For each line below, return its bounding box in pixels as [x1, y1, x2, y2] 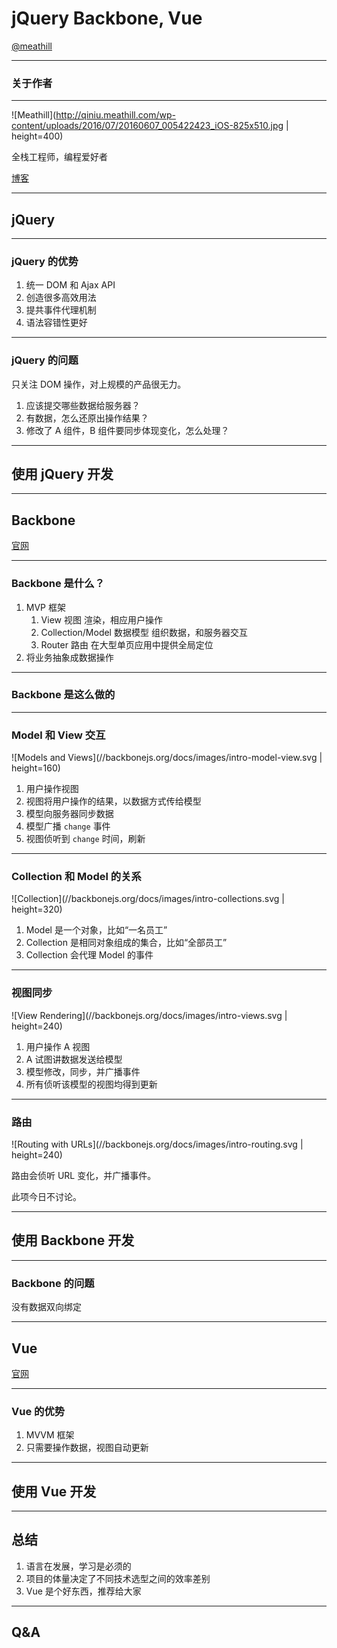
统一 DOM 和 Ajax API [25, 279, 116, 291]
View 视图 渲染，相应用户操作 [40, 613, 163, 626]
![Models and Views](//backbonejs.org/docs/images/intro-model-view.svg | [11, 752, 323, 764]
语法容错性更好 [25, 317, 88, 329]
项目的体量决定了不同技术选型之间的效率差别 [25, 1572, 211, 1584]
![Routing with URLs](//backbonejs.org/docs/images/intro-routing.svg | [11, 1138, 304, 1151]
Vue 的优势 [11, 1404, 66, 1418]
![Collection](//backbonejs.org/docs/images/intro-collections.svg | [11, 893, 285, 905]
